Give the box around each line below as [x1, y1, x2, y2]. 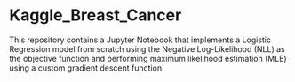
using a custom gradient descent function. [9, 63, 164, 73]
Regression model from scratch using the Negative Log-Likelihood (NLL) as [9, 43, 286, 54]
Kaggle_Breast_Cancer [9, 5, 182, 26]
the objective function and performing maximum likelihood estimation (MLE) [9, 53, 287, 63]
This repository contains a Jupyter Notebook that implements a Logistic [9, 34, 271, 45]
